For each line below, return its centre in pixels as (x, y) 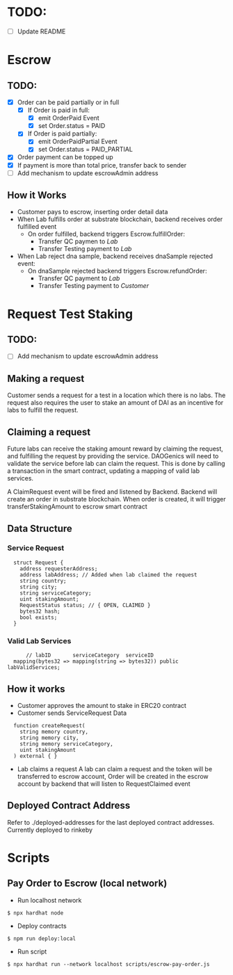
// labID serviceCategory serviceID (90, 655)
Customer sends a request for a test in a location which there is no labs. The (116, 395)
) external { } (35, 756)
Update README (41, 31)
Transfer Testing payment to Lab (85, 249)
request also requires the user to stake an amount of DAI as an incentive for (115, 403)
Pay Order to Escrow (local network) (87, 884)
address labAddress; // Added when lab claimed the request (109, 574)
